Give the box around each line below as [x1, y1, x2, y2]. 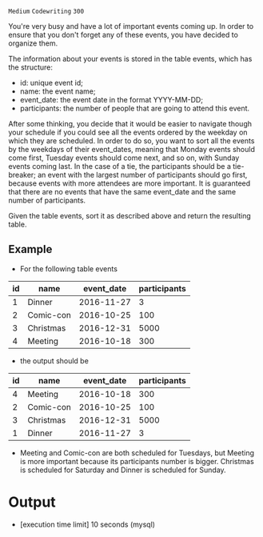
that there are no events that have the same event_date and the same [8, 187, 237, 196]
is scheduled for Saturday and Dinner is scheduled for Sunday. [19, 465, 226, 475]
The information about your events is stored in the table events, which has [8, 54, 253, 63]
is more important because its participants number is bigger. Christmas [19, 456, 254, 466]
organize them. [8, 38, 58, 48]
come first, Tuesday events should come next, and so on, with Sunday [8, 153, 240, 162]
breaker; [8, 170, 36, 179]
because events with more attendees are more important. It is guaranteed [8, 178, 251, 188]
